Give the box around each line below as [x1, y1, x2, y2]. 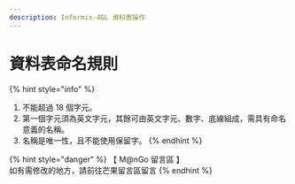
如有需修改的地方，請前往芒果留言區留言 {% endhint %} [9, 165, 213, 175]
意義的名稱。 [21, 124, 69, 134]
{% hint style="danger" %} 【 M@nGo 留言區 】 [9, 154, 184, 165]
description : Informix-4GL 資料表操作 [9, 12, 146, 22]
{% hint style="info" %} [9, 83, 96, 94]
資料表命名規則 [9, 54, 119, 73]
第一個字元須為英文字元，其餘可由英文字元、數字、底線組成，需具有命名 [21, 112, 286, 124]
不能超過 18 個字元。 [21, 102, 97, 112]
